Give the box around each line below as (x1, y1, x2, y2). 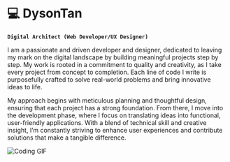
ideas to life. (7, 82, 43, 91)
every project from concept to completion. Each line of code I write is (7, 68, 207, 76)
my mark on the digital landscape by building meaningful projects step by (7, 53, 219, 61)
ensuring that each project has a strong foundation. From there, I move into (7, 103, 224, 112)
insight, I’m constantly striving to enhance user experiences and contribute (7, 126, 223, 134)
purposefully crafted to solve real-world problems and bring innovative (7, 75, 211, 84)
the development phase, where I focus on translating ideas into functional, (7, 111, 222, 119)
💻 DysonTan (7, 6, 82, 22)
